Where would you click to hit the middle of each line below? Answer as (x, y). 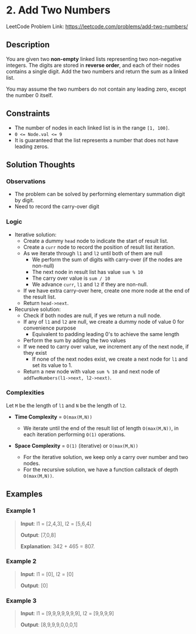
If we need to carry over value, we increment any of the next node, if (106, 347)
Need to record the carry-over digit (57, 207)
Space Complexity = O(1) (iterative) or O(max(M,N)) (76, 445)
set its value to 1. (52, 365)
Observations (26, 181)
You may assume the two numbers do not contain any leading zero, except (96, 89)
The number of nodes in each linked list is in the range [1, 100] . (92, 128)
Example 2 (21, 561)
